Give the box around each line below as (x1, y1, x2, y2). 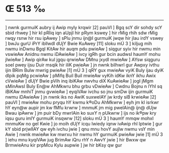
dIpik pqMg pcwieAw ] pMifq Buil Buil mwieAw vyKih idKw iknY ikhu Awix (5, 72, 156, 79)
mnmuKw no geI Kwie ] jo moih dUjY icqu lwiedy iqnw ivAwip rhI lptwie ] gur (5, 120, 162, 126)
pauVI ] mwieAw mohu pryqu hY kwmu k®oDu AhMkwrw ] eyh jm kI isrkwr (5, 99, 159, 105)
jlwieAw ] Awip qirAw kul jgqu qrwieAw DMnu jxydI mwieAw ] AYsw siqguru (5, 56, 160, 62)
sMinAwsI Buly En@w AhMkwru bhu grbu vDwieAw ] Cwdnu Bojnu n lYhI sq (5, 83, 162, 89)
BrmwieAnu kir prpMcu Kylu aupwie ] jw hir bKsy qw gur (5, 142, 122, 148)
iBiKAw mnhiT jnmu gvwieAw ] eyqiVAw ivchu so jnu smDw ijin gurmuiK (5, 89, 153, 95)
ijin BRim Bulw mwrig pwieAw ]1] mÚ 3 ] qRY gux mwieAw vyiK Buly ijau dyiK (5, 67, 164, 73)
